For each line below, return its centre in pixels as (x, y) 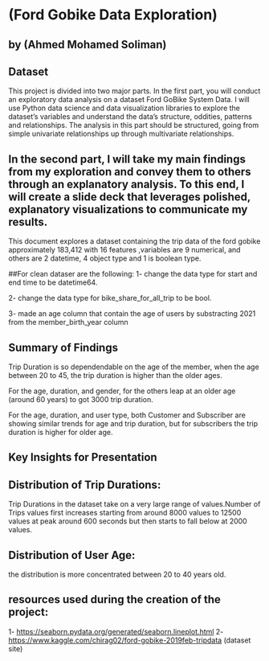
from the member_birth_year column (68, 322)
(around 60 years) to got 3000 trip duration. (81, 400)
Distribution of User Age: (72, 555)
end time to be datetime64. (53, 282)
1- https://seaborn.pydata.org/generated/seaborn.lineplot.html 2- (116, 631)
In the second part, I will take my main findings (127, 159)
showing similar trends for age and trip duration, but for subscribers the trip (133, 424)
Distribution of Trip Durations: (85, 484)
